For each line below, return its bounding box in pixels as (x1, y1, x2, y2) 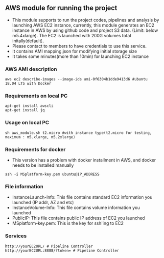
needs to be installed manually (12, 162, 74, 168)
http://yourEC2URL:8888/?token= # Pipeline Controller (5, 248, 119, 253)
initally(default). (12, 38, 44, 44)
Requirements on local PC (5, 93, 68, 100)
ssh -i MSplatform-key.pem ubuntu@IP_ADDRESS (5, 172, 99, 177)
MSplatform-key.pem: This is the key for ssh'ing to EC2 (12, 220, 124, 226)
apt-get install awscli (5, 103, 54, 108)
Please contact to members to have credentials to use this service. (12, 43, 147, 49)
